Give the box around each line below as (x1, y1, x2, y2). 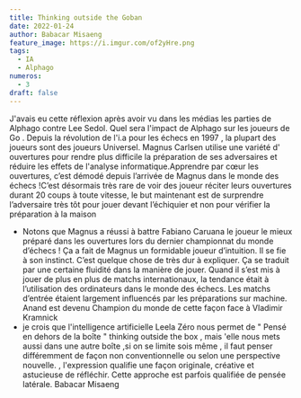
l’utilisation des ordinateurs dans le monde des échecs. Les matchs (22, 283, 271, 294)
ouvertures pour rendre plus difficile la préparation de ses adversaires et (9, 151, 278, 162)
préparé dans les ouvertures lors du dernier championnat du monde (22, 235, 274, 246)
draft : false (9, 88, 58, 97)
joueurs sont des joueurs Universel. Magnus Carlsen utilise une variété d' (9, 141, 280, 153)
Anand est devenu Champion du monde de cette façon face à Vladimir (22, 302, 283, 313)
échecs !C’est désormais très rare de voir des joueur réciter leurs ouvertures (9, 180, 292, 190)
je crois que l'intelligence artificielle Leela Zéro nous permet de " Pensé (22, 321, 288, 332)
